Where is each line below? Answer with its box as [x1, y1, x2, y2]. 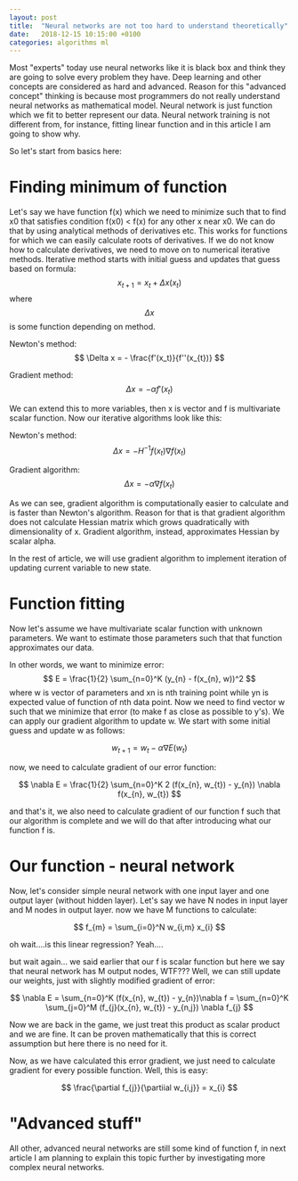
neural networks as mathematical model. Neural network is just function [9, 100, 273, 111]
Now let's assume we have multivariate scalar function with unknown [9, 623, 263, 634]
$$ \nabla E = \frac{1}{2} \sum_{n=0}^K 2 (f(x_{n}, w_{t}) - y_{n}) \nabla [18, 779, 281, 790]
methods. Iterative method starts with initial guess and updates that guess [9, 254, 280, 265]
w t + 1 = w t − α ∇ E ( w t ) [110, 742, 189, 755]
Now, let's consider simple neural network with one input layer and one [9, 885, 270, 896]
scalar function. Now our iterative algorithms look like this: [9, 412, 222, 423]
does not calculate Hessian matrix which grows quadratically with [9, 517, 250, 528]
